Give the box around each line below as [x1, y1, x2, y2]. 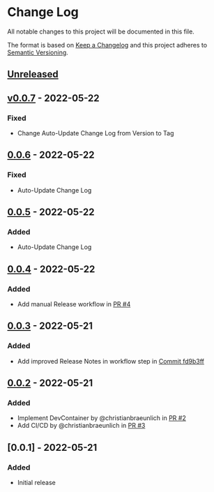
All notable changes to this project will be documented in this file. [7, 27, 195, 36]
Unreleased [7, 68, 59, 80]
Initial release [17, 479, 56, 487]
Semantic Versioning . [7, 48, 68, 57]
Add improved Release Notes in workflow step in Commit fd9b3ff [17, 357, 204, 365]
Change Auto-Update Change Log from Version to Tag [17, 129, 174, 137]
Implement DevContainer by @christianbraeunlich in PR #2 [17, 414, 186, 422]
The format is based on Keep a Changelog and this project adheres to [7, 40, 208, 49]
